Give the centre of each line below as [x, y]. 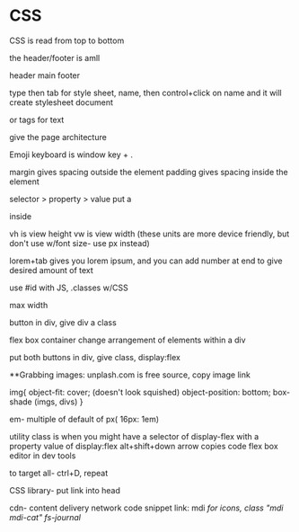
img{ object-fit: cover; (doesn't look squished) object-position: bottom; [140, 392]
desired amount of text [52, 270]
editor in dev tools [43, 456]
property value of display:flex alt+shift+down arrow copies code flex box [144, 446]
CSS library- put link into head [65, 490]
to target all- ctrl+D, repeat [59, 473]
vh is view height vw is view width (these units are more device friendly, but [149, 234]
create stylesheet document [62, 102]
